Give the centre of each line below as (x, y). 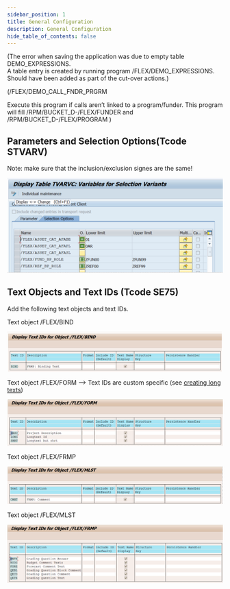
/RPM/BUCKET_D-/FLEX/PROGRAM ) (59, 119)
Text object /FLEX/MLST (42, 515)
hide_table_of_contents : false (52, 36)
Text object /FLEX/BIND (40, 322)
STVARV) (27, 152)
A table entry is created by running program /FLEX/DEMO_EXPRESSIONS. (111, 71)
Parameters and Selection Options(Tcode (97, 141)
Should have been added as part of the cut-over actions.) (88, 78)
